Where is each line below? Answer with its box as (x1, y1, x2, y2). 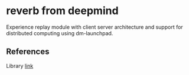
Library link (6, 62, 34, 69)
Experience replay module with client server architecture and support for (6, 23, 183, 30)
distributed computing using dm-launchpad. (6, 29, 113, 36)
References (6, 47, 50, 57)
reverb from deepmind (6, 4, 119, 18)
